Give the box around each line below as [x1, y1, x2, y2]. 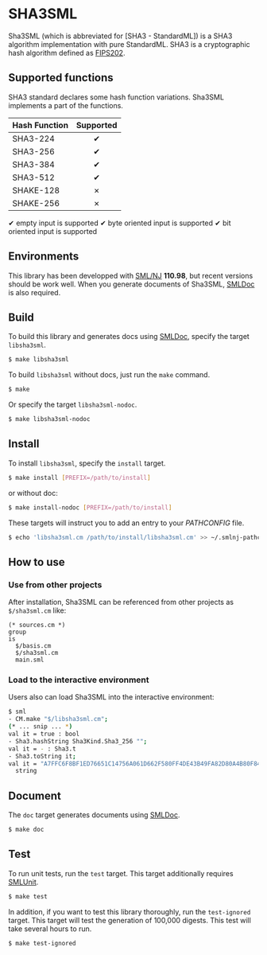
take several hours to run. [8, 924, 92, 934]
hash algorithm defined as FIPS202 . [8, 48, 126, 57]
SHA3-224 [12, 133, 56, 144]
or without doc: [8, 488, 58, 497]
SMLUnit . [8, 877, 39, 887]
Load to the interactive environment [8, 674, 149, 685]
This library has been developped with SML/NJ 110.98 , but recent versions [8, 271, 253, 280]
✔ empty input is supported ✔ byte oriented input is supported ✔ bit [8, 218, 231, 228]
